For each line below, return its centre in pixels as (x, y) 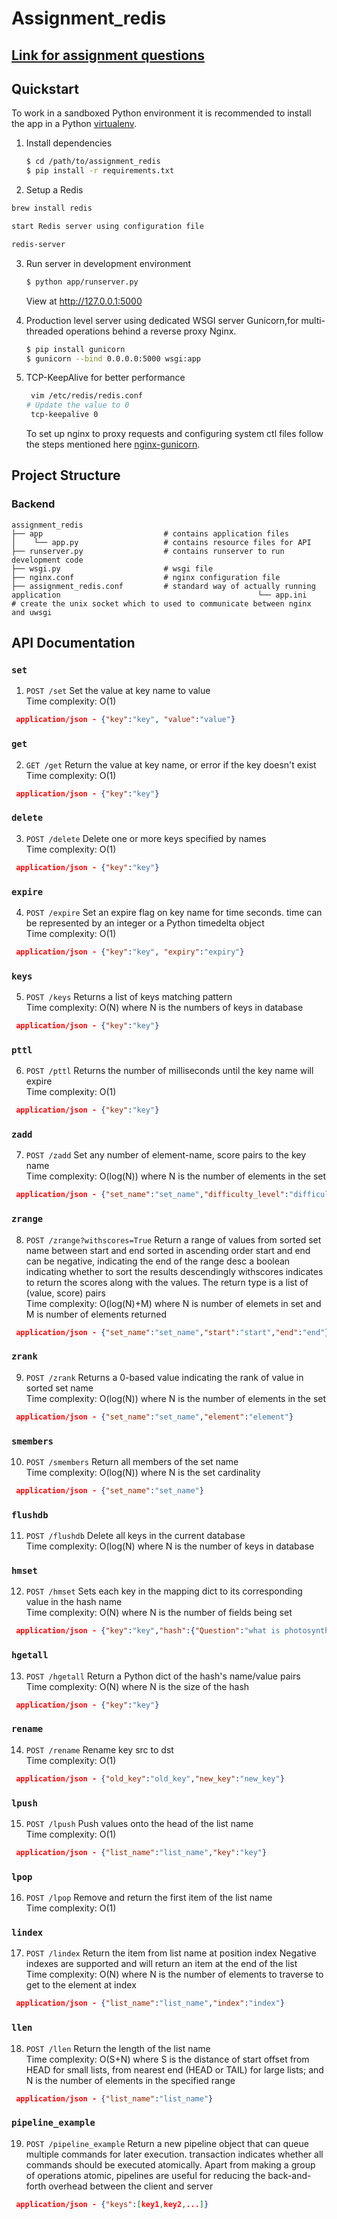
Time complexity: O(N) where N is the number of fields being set (159, 1613)
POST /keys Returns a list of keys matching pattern (129, 997)
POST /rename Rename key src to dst (99, 1749)
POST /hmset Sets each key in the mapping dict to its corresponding (164, 1591)
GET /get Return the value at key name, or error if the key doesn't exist (171, 764)
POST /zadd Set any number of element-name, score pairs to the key (166, 1155)
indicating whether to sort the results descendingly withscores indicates (174, 1271)
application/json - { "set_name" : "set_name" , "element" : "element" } (154, 1417)
